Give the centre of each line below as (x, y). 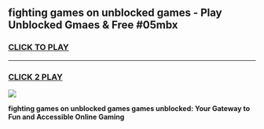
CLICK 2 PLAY (35, 77)
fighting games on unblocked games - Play (115, 13)
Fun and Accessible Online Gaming (66, 116)
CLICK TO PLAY (38, 48)
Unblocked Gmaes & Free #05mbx (93, 25)
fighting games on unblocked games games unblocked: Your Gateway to (129, 108)
